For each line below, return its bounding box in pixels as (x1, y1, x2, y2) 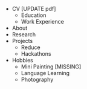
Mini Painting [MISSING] (21, 63, 82, 70)
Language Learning (21, 70, 70, 76)
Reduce (21, 44, 40, 51)
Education (21, 12, 47, 19)
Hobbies (11, 57, 33, 64)
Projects (11, 38, 33, 44)
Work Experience (21, 18, 65, 25)
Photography (21, 76, 54, 83)
